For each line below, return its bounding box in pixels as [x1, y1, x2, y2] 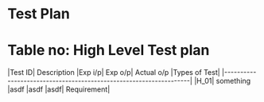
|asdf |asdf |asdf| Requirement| [7, 84, 111, 94]
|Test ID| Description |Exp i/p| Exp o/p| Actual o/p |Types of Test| [7, 68, 220, 77]
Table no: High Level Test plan [7, 41, 210, 60]
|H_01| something [193, 76, 251, 86]
